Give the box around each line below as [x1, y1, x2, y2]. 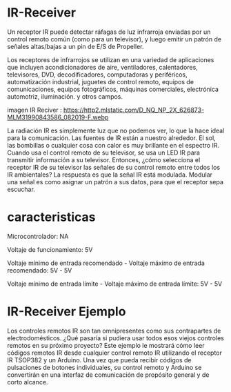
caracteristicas [7, 209, 96, 225]
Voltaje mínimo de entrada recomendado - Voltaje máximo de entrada [7, 259, 205, 267]
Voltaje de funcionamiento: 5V [7, 245, 93, 253]
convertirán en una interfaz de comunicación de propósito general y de [7, 371, 210, 379]
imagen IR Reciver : [7, 106, 62, 114]
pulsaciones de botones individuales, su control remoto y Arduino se [7, 363, 202, 371]
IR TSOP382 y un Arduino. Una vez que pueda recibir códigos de [7, 355, 192, 364]
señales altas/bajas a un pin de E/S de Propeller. [7, 42, 144, 50]
